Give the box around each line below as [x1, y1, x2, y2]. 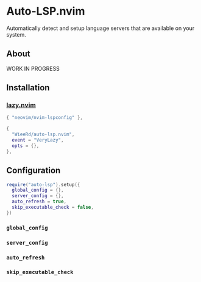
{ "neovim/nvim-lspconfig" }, [6, 115, 83, 121]
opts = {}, [12, 142, 40, 149]
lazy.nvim [6, 101, 37, 109]
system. [6, 31, 26, 38]
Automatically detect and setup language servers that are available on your [6, 24, 195, 32]
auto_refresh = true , [12, 198, 67, 205]
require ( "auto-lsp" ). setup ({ [6, 181, 80, 187]
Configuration [6, 165, 61, 176]
